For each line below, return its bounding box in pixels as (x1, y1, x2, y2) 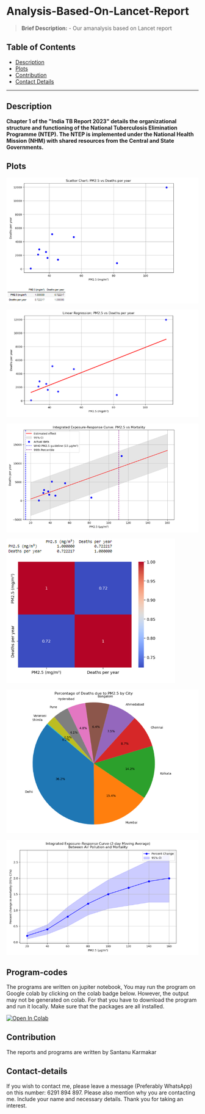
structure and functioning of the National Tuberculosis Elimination (6, 124, 178, 131)
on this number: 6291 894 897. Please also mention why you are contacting (6, 1088, 195, 1096)
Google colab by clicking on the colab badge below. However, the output (6, 989, 189, 997)
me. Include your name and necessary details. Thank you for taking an (6, 1095, 184, 1102)
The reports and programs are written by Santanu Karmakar (6, 1048, 157, 1055)
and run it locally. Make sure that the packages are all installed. (6, 1002, 165, 1010)
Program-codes (6, 967, 68, 977)
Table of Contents (6, 42, 76, 52)
